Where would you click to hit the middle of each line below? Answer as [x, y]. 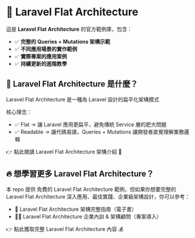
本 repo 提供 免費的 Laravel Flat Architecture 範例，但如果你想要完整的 [91, 189]
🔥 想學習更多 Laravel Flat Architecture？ [80, 174]
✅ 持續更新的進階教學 [41, 64]
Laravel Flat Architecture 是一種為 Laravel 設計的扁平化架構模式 [83, 99]
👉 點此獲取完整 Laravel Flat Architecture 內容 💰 [65, 229]
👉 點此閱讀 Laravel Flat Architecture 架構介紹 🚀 [64, 151]
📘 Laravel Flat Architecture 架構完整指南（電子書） [75, 209]
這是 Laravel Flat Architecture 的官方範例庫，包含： [69, 29]
